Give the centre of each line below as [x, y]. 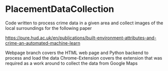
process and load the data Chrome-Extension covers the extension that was [84, 58]
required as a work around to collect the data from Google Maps [71, 63]
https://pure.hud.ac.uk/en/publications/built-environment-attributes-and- [81, 38]
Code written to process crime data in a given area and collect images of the [84, 23]
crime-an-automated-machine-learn [43, 43]
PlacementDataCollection [60, 9]
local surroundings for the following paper [49, 28]
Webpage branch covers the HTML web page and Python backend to [77, 53]
